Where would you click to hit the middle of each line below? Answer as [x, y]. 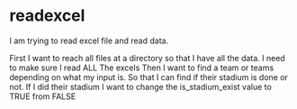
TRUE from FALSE [43, 96]
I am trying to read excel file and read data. [89, 41]
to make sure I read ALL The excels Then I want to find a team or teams [142, 68]
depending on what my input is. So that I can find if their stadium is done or [148, 77]
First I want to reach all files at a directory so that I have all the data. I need [147, 58]
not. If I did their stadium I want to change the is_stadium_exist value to [140, 86]
